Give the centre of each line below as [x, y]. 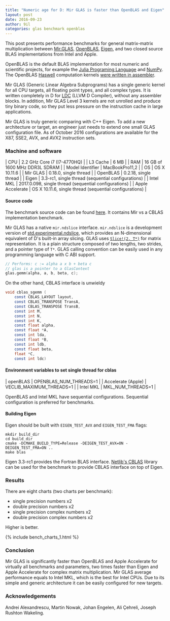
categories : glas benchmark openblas [45, 29]
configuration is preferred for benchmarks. [50, 402]
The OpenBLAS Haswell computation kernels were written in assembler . [80, 75]
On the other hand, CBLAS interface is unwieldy [55, 283]
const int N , [28, 316]
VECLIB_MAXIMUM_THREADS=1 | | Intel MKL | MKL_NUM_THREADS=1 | [81, 387]
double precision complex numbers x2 [53, 518]
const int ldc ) [30, 359]
